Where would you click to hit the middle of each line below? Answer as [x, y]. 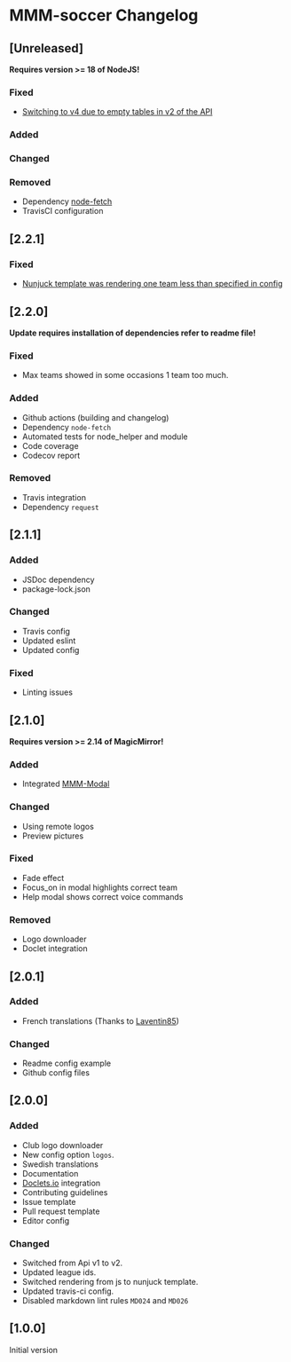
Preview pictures [53, 836]
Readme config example [67, 1063]
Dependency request [60, 507]
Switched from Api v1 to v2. [72, 1263]
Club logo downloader [63, 1145]
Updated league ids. [59, 1272]
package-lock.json [56, 589]
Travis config [46, 631]
